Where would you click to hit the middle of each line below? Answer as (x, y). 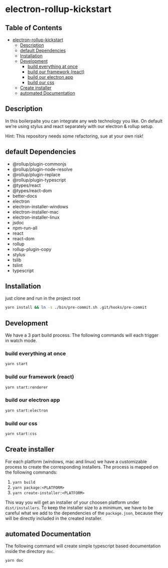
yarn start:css (21, 434)
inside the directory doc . (30, 551)
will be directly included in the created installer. (54, 518)
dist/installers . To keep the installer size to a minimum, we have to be (79, 507)
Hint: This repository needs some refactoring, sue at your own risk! (74, 136)
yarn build (24, 482)
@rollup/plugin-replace (36, 175)
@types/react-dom (32, 190)
